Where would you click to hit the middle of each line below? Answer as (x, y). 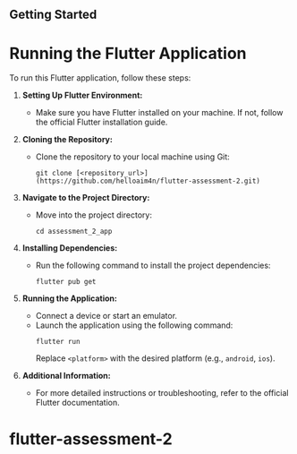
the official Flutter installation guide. (102, 122)
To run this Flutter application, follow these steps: (100, 78)
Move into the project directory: (93, 215)
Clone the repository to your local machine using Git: (132, 157)
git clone (54, 174)
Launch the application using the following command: (134, 325)
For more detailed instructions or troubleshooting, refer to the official (162, 393)
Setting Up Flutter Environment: (82, 95)
